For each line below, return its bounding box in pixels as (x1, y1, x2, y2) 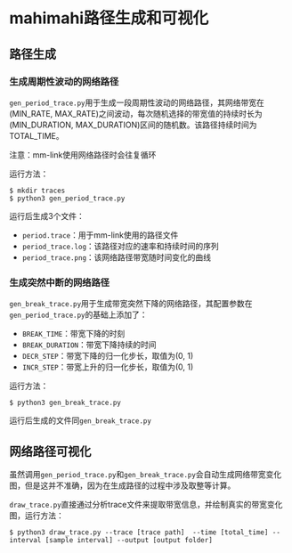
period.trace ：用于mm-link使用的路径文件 (21, 229, 179, 240)
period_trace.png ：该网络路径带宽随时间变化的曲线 (21, 251, 212, 263)
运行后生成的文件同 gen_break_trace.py (9, 415, 151, 426)
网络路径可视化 (9, 443, 92, 459)
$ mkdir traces (9, 186, 66, 195)
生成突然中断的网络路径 (9, 276, 109, 289)
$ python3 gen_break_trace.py (9, 398, 122, 408)
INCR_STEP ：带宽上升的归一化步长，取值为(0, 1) (21, 362, 194, 372)
